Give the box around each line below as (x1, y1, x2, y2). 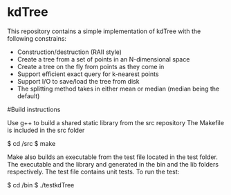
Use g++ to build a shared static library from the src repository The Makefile (7, 118, 225, 127)
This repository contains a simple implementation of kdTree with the (7, 27, 201, 35)
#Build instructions (7, 105, 61, 113)
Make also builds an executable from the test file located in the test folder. (7, 153, 218, 161)
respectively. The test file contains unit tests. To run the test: (7, 167, 180, 176)
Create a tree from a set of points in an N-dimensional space (17, 55, 190, 63)
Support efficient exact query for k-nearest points (17, 70, 159, 78)
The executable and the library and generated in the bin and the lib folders (7, 160, 219, 168)
